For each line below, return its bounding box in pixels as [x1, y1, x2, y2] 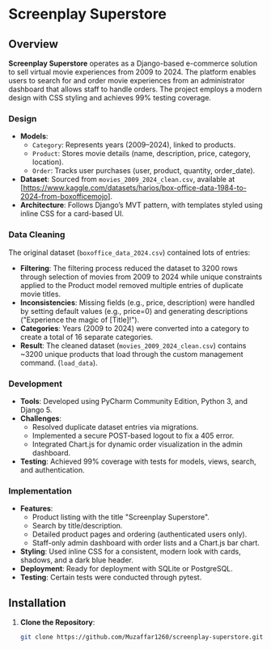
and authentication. [19, 464, 85, 474]
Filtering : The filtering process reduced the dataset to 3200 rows [19, 263, 239, 273]
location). [32, 157, 65, 167]
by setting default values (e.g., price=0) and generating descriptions [19, 306, 248, 316]
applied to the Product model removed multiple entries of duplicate [19, 280, 244, 290]
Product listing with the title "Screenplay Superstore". [32, 512, 210, 522]
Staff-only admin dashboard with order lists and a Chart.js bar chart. [32, 538, 260, 548]
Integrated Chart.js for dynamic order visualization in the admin [32, 439, 243, 449]
